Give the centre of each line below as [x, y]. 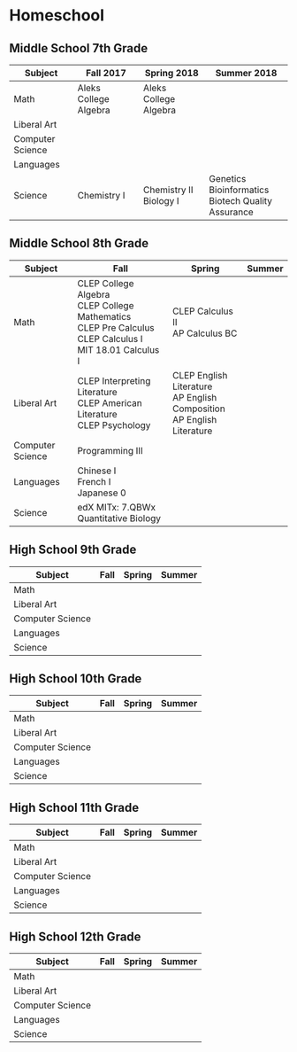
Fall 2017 [106, 73]
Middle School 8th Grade [79, 243]
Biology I [161, 201]
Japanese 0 [102, 493]
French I [94, 481]
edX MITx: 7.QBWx [117, 507]
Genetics [228, 179]
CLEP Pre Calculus [116, 327]
